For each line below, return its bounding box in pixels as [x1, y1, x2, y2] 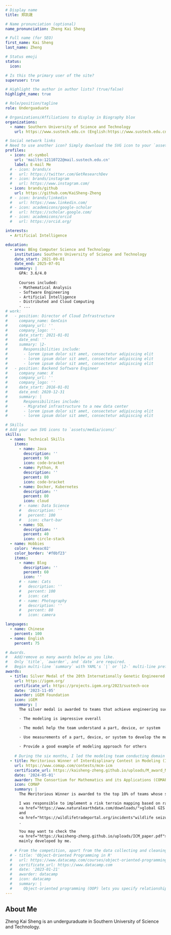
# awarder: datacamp [10, 872, 58, 877]
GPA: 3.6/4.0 [18, 271, 47, 276]
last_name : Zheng [5, 45, 42, 50]
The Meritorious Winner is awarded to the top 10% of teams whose [18, 791, 163, 797]
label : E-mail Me [14, 162, 51, 167]
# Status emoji [5, 54, 38, 59]
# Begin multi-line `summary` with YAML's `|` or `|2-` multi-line [5, 664, 156, 669]
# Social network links [5, 138, 56, 144]
